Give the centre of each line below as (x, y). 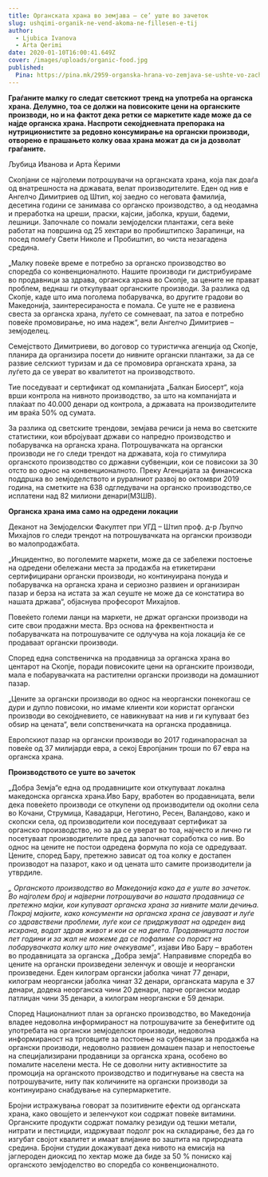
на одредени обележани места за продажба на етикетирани (112, 567)
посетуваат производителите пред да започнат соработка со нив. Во (127, 838)
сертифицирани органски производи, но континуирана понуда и (118, 576)
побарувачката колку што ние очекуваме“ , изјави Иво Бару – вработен (130, 947)
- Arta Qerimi (39, 45)
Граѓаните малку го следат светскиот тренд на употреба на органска (130, 97)
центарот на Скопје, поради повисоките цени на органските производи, (132, 666)
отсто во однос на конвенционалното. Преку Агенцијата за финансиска (130, 470)
